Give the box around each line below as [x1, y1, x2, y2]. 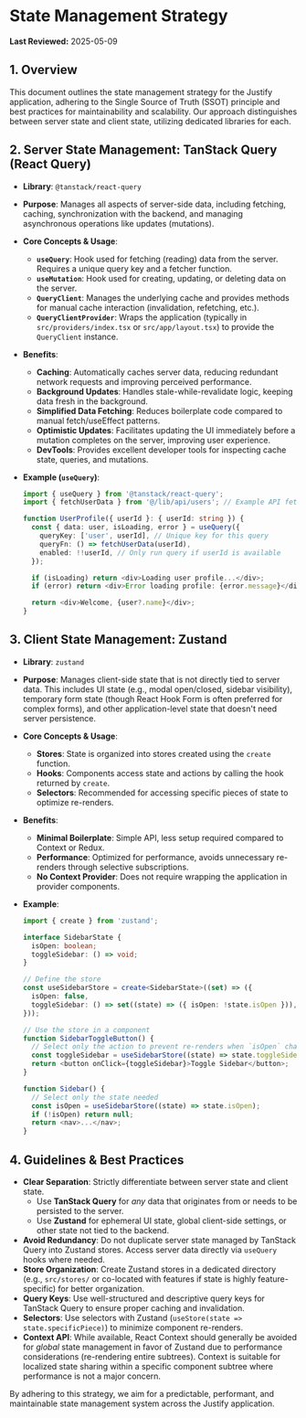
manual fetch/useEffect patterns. [36, 415, 161, 426]
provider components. [36, 880, 121, 891]
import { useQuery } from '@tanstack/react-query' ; [22, 489, 224, 498]
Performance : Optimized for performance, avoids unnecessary [36, 851, 275, 862]
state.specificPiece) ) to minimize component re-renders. [22, 1322, 244, 1333]
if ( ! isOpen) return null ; [31, 1110, 134, 1119]
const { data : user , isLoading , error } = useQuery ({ [31, 523, 240, 532]
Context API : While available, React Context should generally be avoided [22, 1331, 298, 1342]
